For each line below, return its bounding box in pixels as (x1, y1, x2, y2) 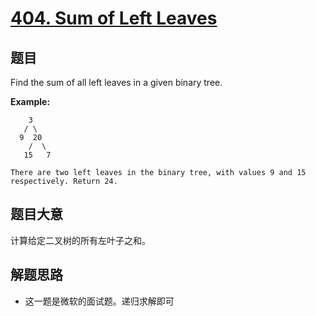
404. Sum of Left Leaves (10, 7, 218, 30)
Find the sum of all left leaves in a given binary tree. (10, 77, 223, 88)
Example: (10, 96, 51, 107)
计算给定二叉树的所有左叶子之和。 (10, 234, 151, 246)
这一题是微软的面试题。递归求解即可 (24, 295, 175, 307)
